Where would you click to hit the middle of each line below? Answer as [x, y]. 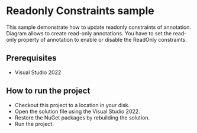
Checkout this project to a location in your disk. [72, 105]
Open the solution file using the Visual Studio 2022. [77, 111]
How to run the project [48, 91]
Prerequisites [31, 58]
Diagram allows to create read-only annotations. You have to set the [89, 33]
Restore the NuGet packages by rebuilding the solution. [82, 117]
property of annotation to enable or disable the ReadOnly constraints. [102, 39]
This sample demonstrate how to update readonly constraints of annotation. [98, 27]
